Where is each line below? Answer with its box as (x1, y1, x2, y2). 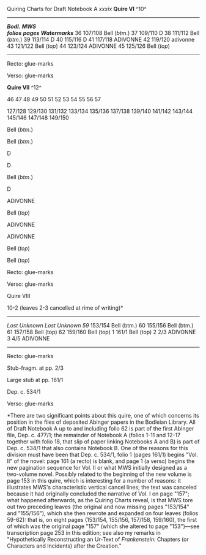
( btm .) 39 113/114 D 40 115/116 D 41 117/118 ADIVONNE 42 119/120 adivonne (7, 36, 195, 43)
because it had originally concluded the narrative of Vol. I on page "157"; (7, 490, 189, 497)
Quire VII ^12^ (7, 84, 42, 91)
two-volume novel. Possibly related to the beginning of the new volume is (7, 470, 192, 478)
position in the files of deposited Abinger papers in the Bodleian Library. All (7, 418, 196, 426)
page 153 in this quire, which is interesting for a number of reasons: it (7, 477, 182, 484)
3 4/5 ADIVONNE (7, 335, 50, 342)
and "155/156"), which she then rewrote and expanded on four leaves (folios (7, 510, 199, 517)
